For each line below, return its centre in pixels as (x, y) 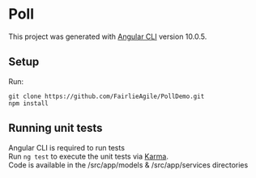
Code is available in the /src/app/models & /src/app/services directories (128, 165)
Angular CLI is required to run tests (67, 147)
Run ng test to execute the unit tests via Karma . (88, 156)
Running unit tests (55, 128)
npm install (28, 103)
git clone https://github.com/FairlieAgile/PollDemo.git (107, 96)
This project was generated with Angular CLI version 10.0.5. (108, 36)
